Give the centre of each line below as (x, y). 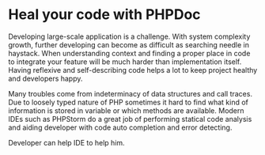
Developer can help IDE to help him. (66, 142)
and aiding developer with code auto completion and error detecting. (120, 127)
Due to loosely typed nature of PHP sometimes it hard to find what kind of (129, 102)
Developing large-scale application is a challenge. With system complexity (129, 36)
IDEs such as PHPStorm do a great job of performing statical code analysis (130, 119)
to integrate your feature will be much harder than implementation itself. (125, 62)
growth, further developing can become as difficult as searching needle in (129, 44)
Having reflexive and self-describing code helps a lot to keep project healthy (133, 70)
